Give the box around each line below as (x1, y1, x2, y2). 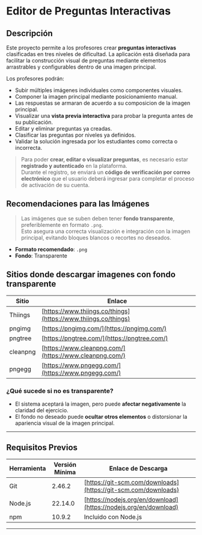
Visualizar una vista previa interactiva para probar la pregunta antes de (14, 113, 194, 119)
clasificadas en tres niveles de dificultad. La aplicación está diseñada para (6, 51, 191, 58)
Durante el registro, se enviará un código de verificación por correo (20, 169, 191, 176)
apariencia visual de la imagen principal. (14, 419, 115, 427)
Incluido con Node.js (84, 513, 142, 521)
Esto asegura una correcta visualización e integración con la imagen (20, 227, 191, 235)
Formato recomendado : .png (14, 246, 88, 253)
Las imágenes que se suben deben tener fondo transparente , (20, 215, 175, 222)
